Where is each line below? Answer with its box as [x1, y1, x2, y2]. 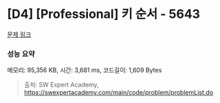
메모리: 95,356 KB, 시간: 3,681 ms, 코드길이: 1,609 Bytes [7, 66, 162, 74]
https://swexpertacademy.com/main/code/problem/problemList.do [23, 89, 214, 97]
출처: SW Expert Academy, [23, 80, 99, 89]
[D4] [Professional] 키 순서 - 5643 [7, 6, 201, 22]
